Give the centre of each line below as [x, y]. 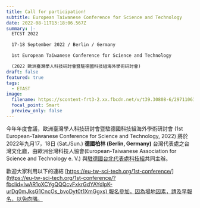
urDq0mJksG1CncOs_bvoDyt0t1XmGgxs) [57, 191]
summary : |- [21, 28]
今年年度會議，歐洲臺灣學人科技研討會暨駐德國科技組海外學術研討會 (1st [95, 129]
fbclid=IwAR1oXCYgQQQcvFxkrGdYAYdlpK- [60, 184]
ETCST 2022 [25, 34]
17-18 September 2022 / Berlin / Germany [64, 45]
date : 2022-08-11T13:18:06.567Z [46, 23]
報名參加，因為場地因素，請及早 [148, 191]
